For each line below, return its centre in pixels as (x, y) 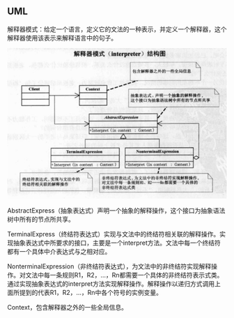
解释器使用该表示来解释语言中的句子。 (62, 38)
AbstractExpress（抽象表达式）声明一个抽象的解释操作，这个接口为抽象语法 (116, 211)
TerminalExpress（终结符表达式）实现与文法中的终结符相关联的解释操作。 (114, 234)
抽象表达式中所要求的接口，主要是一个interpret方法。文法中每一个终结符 (117, 243)
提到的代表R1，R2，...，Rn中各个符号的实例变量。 (91, 293)
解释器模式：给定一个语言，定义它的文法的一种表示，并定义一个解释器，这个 (117, 29)
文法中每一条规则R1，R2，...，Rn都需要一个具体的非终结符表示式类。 (124, 275)
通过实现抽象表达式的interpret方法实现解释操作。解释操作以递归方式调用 (111, 284)
